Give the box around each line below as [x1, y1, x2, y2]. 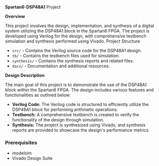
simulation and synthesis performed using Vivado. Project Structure [5, 38, 141, 44]
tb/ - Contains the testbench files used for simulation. [12, 53, 120, 59]
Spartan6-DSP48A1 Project [5, 4, 61, 10]
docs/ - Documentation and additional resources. [12, 63, 110, 69]
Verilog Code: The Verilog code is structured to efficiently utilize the [12, 102, 149, 107]
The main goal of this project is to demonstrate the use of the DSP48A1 [5, 82, 147, 88]
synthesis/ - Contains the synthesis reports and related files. [12, 58, 134, 63]
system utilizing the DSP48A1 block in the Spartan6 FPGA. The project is [5, 28, 150, 33]
